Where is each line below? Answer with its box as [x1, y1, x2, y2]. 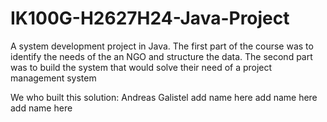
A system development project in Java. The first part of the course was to [10, 40, 314, 52]
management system [10, 72, 97, 84]
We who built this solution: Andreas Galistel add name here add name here [10, 91, 318, 103]
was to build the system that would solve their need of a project [10, 61, 273, 73]
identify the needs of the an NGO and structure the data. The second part [10, 50, 313, 62]
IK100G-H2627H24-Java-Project [10, 7, 290, 30]
